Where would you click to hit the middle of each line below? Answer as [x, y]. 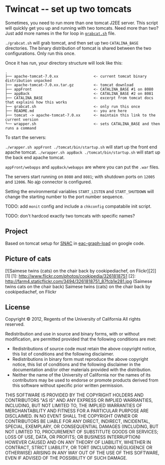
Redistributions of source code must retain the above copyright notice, [84, 349]
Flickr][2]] [146, 271]
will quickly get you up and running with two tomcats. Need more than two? [82, 28]
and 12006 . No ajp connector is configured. [49, 182]
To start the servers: [26, 137]
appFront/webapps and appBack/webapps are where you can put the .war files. [82, 167]
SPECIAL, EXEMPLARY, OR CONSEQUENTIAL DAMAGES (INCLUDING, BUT [82, 426]
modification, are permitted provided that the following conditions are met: [81, 339]
